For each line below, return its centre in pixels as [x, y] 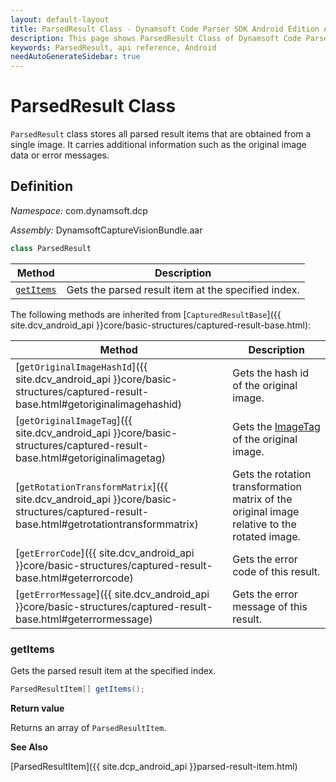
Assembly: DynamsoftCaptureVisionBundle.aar [106, 230]
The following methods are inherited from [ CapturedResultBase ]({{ [146, 314]
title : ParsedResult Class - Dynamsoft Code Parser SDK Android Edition [165, 29]
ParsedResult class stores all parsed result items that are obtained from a [161, 134]
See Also [29, 747]
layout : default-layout [60, 19]
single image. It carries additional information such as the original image [158, 145]
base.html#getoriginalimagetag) [90, 458]
